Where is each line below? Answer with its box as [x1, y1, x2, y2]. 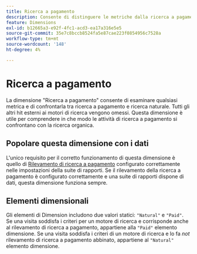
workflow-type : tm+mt [6, 36, 59, 42]
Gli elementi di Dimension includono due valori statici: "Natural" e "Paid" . [6, 212, 184, 219]
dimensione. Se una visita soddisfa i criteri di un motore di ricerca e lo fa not [6, 230, 190, 238]
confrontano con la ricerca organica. [6, 121, 94, 128]
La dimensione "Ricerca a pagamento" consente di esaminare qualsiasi [6, 96, 178, 103]
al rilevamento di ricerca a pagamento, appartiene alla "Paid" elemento [6, 224, 178, 231]
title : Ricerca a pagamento [6, 8, 75, 15]
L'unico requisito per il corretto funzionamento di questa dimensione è [6, 154, 176, 161]
